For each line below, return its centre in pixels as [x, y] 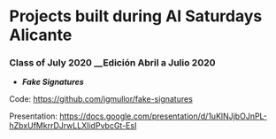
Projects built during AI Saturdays [136, 16]
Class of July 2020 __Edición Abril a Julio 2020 [112, 63]
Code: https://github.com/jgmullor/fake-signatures [101, 99]
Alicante [41, 35]
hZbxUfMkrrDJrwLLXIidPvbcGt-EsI [73, 126]
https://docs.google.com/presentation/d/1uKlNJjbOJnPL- [164, 116]
